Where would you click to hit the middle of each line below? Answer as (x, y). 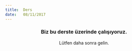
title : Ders (19, 10)
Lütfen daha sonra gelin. (84, 42)
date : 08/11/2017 (25, 14)
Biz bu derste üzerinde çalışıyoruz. (84, 32)
